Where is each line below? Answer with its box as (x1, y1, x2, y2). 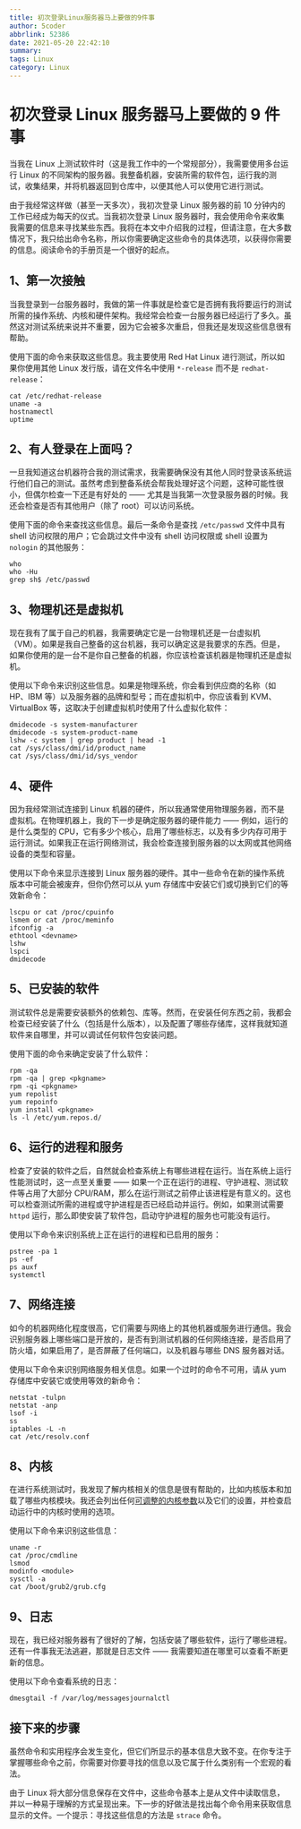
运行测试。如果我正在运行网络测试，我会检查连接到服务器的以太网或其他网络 (9, 837, 292, 848)
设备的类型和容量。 (9, 848, 81, 860)
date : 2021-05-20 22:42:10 (9, 38, 110, 47)
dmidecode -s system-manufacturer (9, 720, 139, 730)
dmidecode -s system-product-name (9, 728, 139, 737)
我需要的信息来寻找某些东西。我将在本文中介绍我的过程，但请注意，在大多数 (9, 221, 292, 233)
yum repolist (9, 1089, 58, 1098)
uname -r (9, 1543, 42, 1552)
